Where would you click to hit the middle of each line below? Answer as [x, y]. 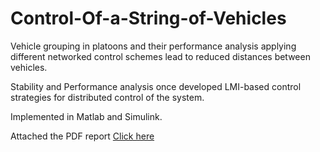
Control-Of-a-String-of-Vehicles [148, 18]
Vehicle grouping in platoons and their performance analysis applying [153, 46]
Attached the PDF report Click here [82, 136]
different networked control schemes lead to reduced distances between [160, 56]
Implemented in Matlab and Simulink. [86, 116]
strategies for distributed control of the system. [107, 97]
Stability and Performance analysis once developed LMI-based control [156, 86]
